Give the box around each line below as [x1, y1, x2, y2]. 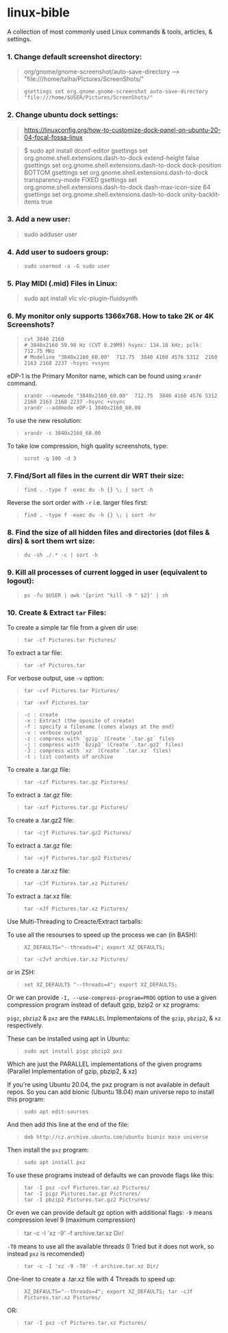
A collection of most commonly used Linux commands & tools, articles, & [7, 27, 213, 36]
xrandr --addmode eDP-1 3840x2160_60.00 [23, 404, 141, 411]
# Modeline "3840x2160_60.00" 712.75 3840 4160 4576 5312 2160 [23, 354, 218, 361]
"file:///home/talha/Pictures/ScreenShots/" [23, 75, 144, 83]
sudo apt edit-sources [23, 1108, 89, 1115]
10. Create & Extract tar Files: [7, 608, 107, 617]
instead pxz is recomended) [7, 1249, 86, 1257]
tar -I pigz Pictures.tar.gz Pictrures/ [23, 1190, 141, 1197]
